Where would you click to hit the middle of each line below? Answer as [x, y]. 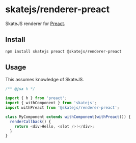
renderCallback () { [31, 122]
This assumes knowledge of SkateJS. [45, 80]
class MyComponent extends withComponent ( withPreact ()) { [68, 117]
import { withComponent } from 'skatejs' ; [51, 103]
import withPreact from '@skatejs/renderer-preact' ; [62, 108]
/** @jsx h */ [20, 89]
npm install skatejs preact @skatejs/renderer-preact [64, 51]
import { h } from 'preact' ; [36, 98]
